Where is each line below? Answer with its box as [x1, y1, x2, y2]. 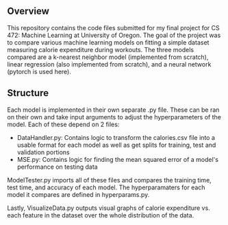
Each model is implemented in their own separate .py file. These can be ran [7, 106, 220, 114]
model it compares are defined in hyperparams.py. [7, 190, 150, 198]
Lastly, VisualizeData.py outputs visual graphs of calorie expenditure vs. [7, 204, 210, 212]
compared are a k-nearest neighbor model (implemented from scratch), [7, 53, 209, 61]
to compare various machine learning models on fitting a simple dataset [7, 38, 210, 47]
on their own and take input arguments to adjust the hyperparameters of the [7, 113, 221, 121]
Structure [7, 87, 49, 99]
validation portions [16, 147, 70, 156]
